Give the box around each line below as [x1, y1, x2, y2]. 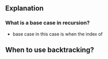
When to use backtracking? [5, 46, 94, 54]
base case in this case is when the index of [12, 31, 103, 37]
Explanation [5, 4, 44, 13]
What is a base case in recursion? [5, 19, 90, 26]
